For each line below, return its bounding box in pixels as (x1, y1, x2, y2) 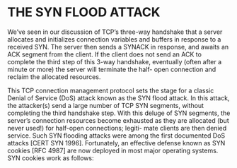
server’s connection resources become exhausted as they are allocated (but (7, 116, 229, 124)
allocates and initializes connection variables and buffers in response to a (7, 35, 221, 43)
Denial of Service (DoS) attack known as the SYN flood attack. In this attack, (7, 93, 230, 102)
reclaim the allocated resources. (7, 72, 101, 81)
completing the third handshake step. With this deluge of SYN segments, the (7, 109, 231, 117)
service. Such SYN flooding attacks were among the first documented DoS (7, 131, 226, 140)
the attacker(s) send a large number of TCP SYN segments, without (7, 101, 204, 109)
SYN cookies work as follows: (7, 153, 94, 162)
